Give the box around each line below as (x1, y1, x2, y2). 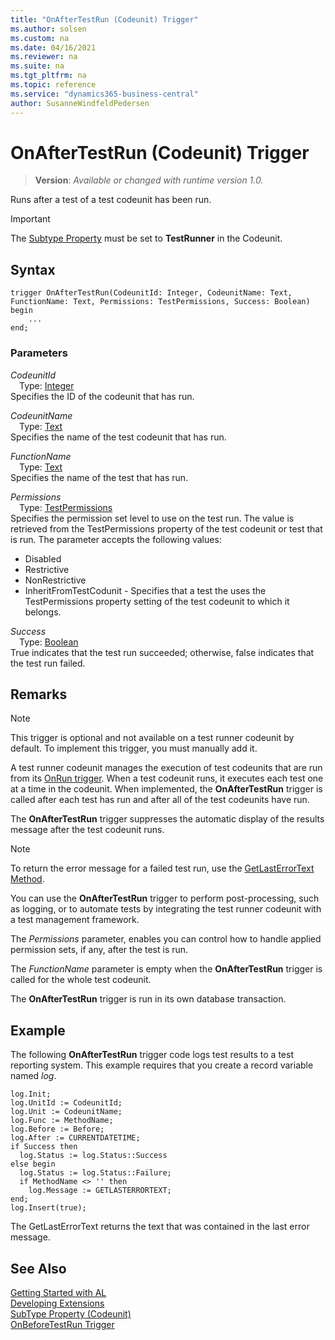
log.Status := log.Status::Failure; (19, 1168, 172, 1178)
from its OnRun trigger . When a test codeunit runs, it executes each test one (10, 772, 324, 785)
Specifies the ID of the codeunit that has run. (10, 390, 195, 402)
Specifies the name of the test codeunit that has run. (10, 431, 227, 443)
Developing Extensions (10, 1297, 105, 1309)
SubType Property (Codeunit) (10, 1307, 132, 1320)
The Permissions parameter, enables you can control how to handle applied (10, 933, 322, 945)
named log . (10, 1070, 57, 1082)
